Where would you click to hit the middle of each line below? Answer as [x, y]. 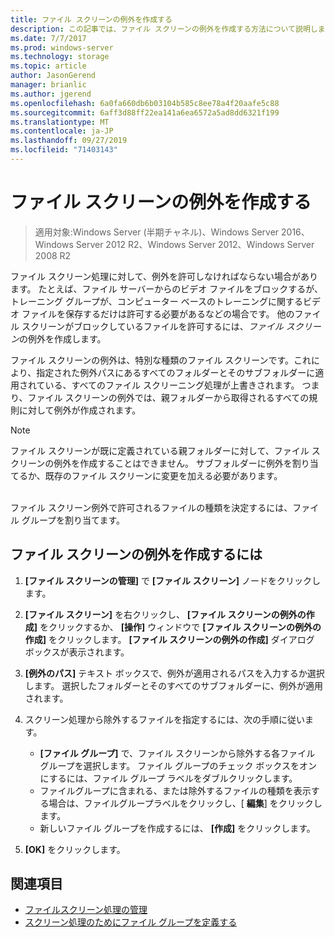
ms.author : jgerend [51, 94]
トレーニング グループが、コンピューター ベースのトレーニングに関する [157, 301]
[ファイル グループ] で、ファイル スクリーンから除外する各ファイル [177, 753]
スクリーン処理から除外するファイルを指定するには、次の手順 [152, 719]
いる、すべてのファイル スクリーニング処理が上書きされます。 [172, 385]
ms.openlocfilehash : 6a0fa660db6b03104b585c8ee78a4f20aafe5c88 [145, 103]
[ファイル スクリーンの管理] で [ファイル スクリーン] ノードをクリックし [172, 580]
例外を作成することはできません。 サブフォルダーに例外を [173, 463]
